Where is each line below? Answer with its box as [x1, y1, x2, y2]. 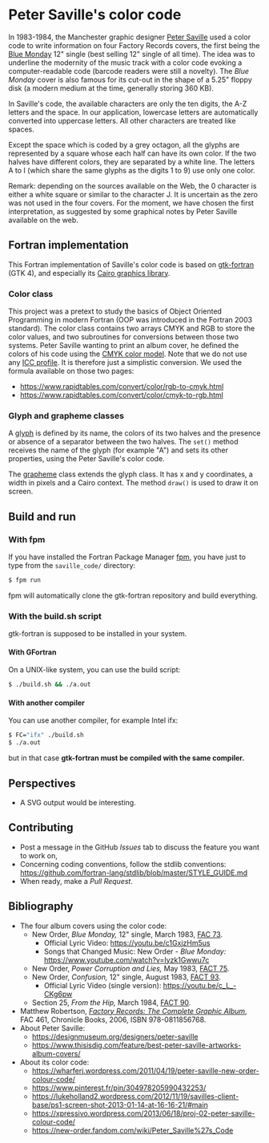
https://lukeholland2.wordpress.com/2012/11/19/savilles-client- [31, 1091, 239, 1100]
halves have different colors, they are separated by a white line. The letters [8, 156, 255, 166]
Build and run [8, 509, 76, 523]
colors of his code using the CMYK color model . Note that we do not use [8, 349, 247, 359]
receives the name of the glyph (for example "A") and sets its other [8, 445, 228, 455]
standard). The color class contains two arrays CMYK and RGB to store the [8, 323, 255, 334]
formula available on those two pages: [8, 367, 134, 376]
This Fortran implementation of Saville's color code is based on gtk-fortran [8, 259, 255, 270]
